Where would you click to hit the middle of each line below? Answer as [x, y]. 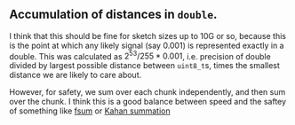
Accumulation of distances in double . [113, 15]
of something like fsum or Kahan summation [90, 111]
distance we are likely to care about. [76, 75]
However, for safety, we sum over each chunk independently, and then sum [147, 92]
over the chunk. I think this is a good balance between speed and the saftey [148, 102]
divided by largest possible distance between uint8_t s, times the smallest [144, 66]
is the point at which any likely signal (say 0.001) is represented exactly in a [147, 45]
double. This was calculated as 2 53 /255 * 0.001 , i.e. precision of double [140, 55]
